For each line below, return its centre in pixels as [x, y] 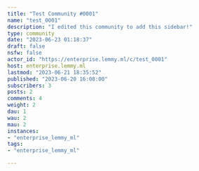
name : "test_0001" [34, 20]
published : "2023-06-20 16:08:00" [58, 79]
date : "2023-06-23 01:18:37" [50, 40]
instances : [23, 131]
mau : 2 [17, 124]
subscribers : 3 [29, 85]
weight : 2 [22, 105]
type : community [31, 33]
